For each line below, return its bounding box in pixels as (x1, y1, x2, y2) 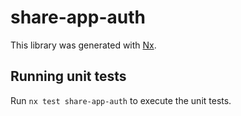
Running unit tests (10, 68, 127, 85)
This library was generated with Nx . (10, 39, 157, 51)
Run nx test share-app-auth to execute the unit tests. (10, 94, 232, 106)
